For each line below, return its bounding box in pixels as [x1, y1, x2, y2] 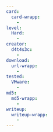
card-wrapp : [11, 14, 41, 20]
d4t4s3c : [11, 47, 33, 53]
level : [6, 25, 22, 31]
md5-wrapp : [11, 95, 38, 101]
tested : [6, 74, 25, 79]
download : [6, 57, 30, 63]
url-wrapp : [11, 62, 38, 69]
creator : [6, 41, 27, 47]
